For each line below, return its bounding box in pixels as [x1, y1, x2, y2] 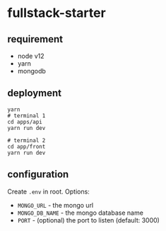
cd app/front [7, 143, 46, 150]
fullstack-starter [7, 5, 106, 21]
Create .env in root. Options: [7, 187, 90, 196]
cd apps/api [7, 118, 42, 125]
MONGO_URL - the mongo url [17, 201, 94, 209]
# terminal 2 [7, 136, 46, 144]
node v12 [17, 52, 45, 60]
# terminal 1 [7, 112, 46, 119]
